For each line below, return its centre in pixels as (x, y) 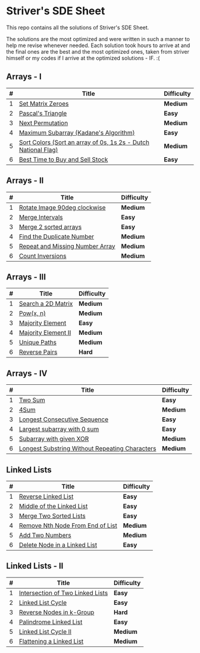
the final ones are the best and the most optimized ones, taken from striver (98, 51)
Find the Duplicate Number (56, 237)
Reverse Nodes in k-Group (57, 612)
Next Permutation (43, 123)
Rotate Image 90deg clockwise (62, 207)
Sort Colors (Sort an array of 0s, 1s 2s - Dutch (84, 142)
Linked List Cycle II (45, 632)
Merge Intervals (41, 217)
